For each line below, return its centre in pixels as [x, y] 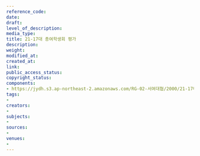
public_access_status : [34, 72]
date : [13, 17]
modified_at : [22, 56]
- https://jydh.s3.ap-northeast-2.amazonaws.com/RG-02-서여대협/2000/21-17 [100, 89]
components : [21, 84]
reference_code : [26, 12]
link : [13, 67]
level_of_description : [34, 28]
